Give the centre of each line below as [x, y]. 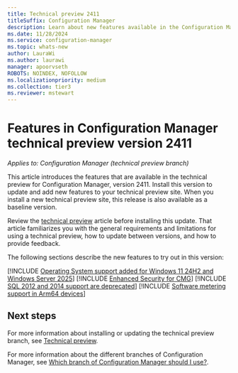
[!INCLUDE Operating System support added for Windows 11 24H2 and [110, 271]
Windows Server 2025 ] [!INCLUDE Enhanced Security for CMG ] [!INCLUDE [117, 279]
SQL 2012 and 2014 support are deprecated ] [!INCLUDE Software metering [117, 286]
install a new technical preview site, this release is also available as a [107, 200]
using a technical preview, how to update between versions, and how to [112, 236]
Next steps [32, 316]
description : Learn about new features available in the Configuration [115, 27]
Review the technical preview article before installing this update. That [110, 221]
